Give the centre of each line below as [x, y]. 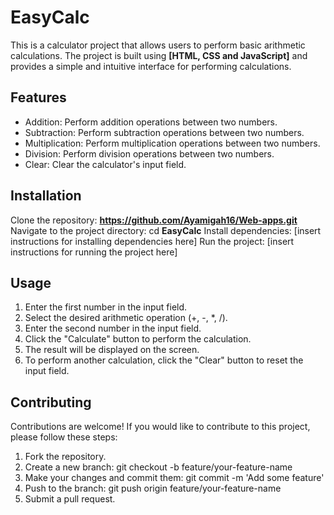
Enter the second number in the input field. [113, 328]
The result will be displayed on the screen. [112, 350]
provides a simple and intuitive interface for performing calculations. [151, 66]
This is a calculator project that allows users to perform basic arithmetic [158, 45]
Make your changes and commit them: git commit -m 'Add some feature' [174, 478]
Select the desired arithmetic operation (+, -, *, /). [126, 318]
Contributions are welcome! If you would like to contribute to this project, [160, 427]
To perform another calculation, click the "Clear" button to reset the [164, 360]
